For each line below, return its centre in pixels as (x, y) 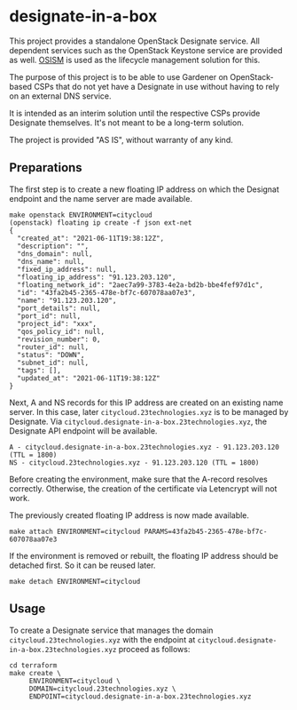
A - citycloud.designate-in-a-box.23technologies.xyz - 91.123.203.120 (144, 447)
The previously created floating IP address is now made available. (129, 515)
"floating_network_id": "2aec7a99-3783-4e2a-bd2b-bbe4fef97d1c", (141, 285)
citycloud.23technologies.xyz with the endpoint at (102, 639)
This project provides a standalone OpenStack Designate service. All (134, 41)
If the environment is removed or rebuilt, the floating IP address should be (144, 555)
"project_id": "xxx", (57, 323)
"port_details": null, (59, 308)
